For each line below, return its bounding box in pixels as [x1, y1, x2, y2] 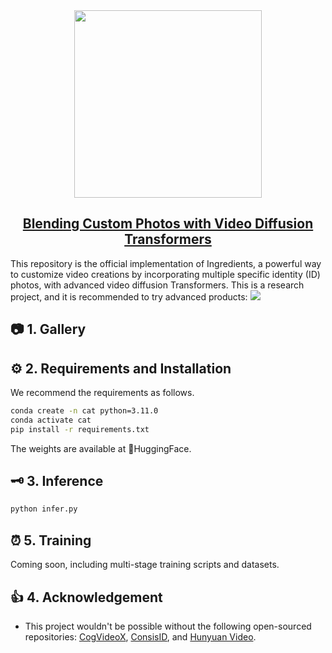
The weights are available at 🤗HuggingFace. [10, 442, 192, 454]
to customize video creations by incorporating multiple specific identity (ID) [10, 268, 321, 280]
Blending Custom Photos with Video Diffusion [22, 215, 314, 233]
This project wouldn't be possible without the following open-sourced [24, 620, 312, 632]
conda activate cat [10, 415, 92, 425]
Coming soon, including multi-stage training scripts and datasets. [10, 559, 280, 571]
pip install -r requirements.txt [10, 424, 150, 434]
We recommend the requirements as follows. [10, 387, 195, 399]
